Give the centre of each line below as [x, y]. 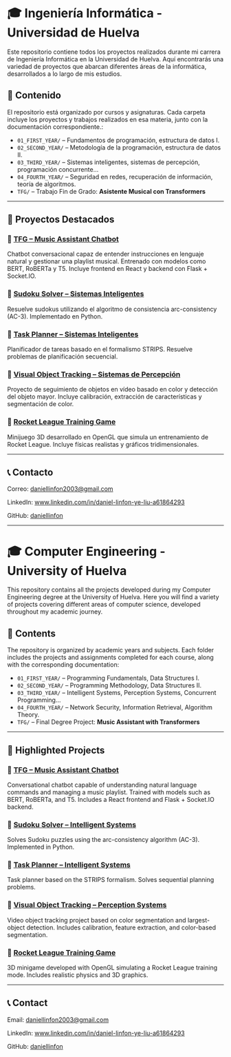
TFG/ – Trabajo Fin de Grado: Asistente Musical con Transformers [111, 191]
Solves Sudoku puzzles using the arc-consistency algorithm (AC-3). [103, 840]
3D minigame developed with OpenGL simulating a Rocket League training [112, 968]
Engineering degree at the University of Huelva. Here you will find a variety [113, 597]
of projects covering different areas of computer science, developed [104, 605]
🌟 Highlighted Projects [56, 750]
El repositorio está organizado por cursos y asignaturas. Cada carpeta [107, 112]
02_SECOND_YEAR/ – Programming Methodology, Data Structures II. [109, 685]
